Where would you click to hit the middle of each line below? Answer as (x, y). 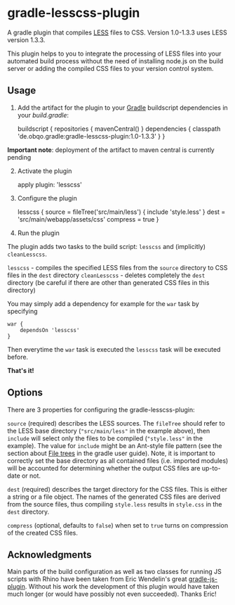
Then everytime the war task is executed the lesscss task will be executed (114, 349)
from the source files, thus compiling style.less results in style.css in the (115, 504)
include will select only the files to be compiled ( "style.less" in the (105, 438)
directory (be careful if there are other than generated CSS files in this (108, 282)
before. (18, 357)
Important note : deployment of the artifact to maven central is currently (111, 150)
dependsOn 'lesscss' (50, 330)
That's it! (21, 370)
